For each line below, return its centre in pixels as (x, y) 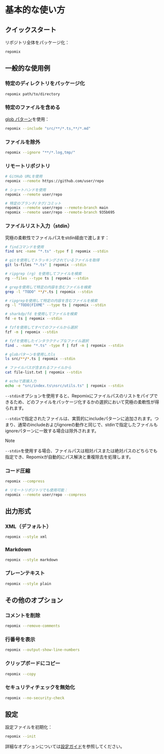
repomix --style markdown (31, 560)
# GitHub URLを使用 (24, 177)
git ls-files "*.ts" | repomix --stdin (46, 265)
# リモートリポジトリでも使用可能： (36, 490)
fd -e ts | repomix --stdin (34, 319)
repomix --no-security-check (35, 698)
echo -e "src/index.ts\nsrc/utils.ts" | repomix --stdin (64, 386)
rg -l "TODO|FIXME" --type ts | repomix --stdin (56, 305)
